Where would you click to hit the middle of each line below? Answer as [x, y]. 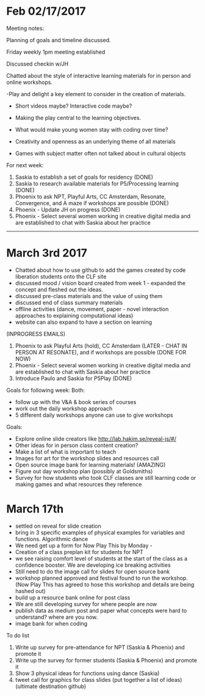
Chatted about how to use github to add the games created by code [100, 270]
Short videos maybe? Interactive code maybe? [74, 106]
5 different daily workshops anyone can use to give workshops [94, 415]
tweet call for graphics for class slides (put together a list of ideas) [99, 679]
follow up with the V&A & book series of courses [76, 402]
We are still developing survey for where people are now [86, 604]
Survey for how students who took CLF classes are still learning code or [106, 477]
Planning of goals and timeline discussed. [59, 40]
